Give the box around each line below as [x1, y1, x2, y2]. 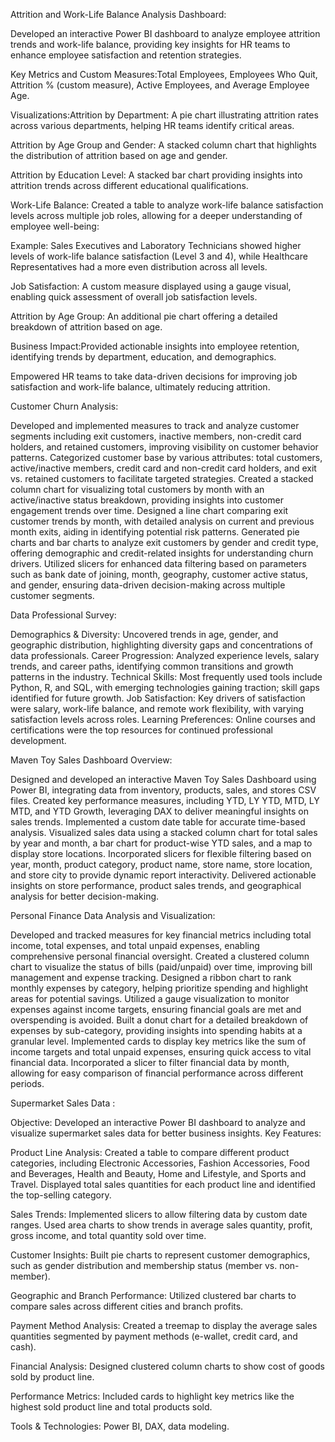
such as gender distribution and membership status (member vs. [10, 1260, 278, 1271]
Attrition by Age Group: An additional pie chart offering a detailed [10, 310, 278, 322]
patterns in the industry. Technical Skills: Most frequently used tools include [10, 671, 323, 683]
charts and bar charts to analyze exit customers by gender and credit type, [10, 537, 319, 548]
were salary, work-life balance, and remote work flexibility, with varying [10, 703, 305, 714]
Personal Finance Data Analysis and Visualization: [10, 910, 216, 921]
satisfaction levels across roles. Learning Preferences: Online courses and [10, 714, 316, 725]
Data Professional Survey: [10, 609, 117, 621]
